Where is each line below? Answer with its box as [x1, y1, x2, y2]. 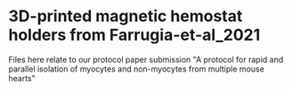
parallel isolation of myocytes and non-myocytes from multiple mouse [8, 64, 264, 74]
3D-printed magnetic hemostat [8, 6, 243, 27]
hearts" [8, 72, 36, 83]
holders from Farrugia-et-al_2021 [8, 25, 261, 45]
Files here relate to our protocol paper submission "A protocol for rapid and [8, 54, 284, 64]
